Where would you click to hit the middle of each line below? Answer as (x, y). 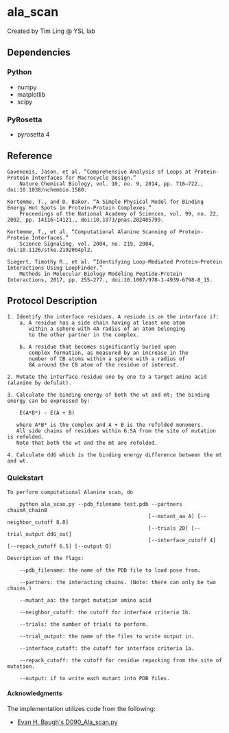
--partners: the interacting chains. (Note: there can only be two (118, 582)
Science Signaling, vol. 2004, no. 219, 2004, (87, 244)
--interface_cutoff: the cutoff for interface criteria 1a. (107, 648)
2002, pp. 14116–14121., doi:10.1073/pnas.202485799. (86, 220)
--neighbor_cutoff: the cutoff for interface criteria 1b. (106, 612)
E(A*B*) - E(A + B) (47, 412)
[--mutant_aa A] (171, 516)
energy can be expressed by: (49, 401)
